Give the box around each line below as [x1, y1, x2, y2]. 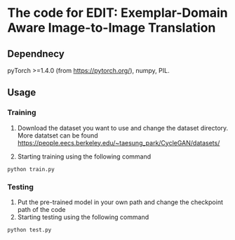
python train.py [7, 166, 55, 173]
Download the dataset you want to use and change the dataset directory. [17, 124, 229, 132]
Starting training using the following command [17, 152, 152, 161]
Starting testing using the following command [17, 213, 149, 221]
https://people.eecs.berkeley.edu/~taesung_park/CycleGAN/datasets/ [17, 138, 220, 147]
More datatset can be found [17, 131, 98, 140]
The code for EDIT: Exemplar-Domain [7, 5, 228, 21]
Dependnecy [7, 48, 65, 60]
